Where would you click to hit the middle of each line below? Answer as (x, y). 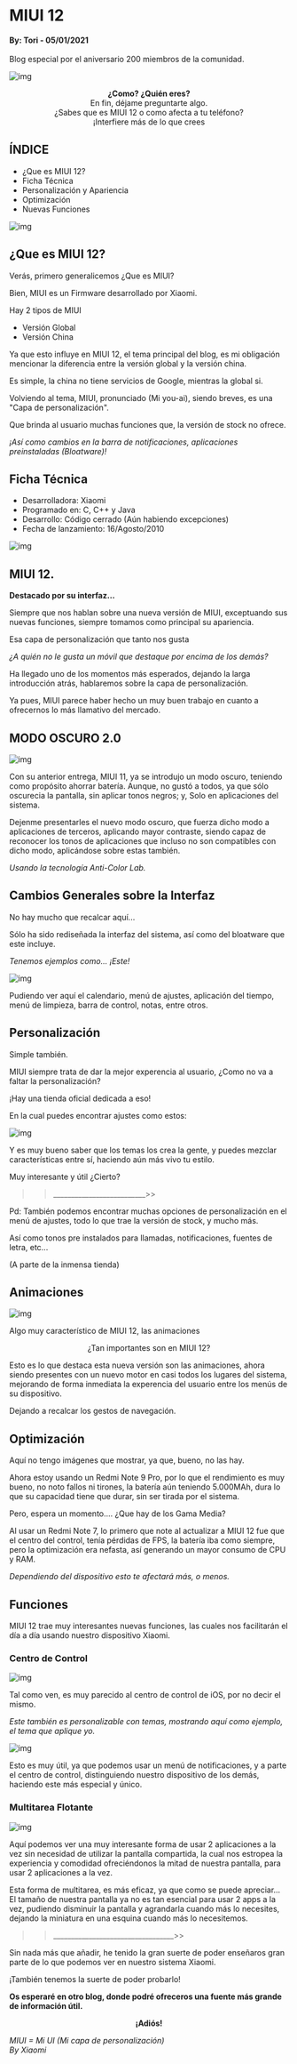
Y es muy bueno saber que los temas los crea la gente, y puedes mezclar (143, 1150)
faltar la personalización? (55, 1080)
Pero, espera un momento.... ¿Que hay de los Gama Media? (117, 1514)
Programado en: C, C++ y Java (78, 510)
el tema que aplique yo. (52, 1731)
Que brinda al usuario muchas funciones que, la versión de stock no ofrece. (148, 424)
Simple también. (39, 1054)
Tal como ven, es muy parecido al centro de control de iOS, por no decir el (145, 1695)
